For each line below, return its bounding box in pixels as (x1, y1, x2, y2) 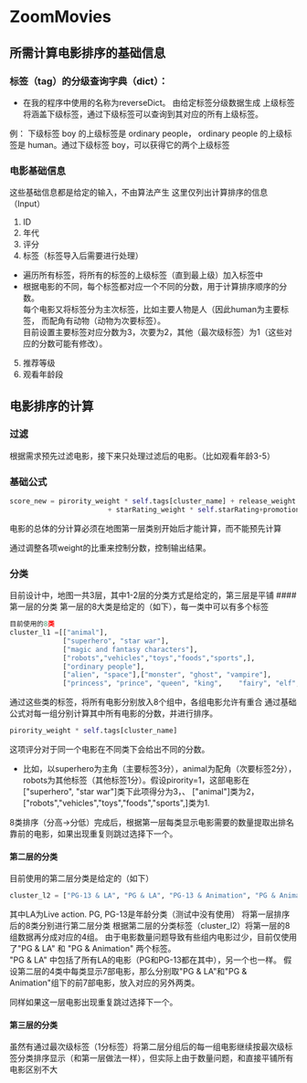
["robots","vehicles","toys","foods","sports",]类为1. (22, 797, 210, 809)
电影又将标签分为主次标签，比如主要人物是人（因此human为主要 (38, 304, 281, 315)
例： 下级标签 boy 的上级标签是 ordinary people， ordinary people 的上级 (9, 128, 285, 139)
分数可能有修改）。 (38, 338, 108, 349)
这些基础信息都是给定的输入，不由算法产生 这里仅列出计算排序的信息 (9, 187, 268, 198)
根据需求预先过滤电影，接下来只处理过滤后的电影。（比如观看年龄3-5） (9, 450, 276, 461)
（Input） (9, 198, 46, 209)
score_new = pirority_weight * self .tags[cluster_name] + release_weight (9, 497, 297, 506)
